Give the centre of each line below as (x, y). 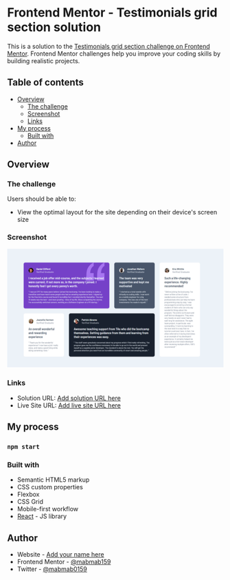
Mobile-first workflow (48, 509)
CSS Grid (30, 502)
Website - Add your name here (60, 555)
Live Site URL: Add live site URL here (69, 405)
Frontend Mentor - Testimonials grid (112, 13)
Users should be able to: (42, 199)
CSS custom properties (50, 487)
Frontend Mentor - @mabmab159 (64, 562)
